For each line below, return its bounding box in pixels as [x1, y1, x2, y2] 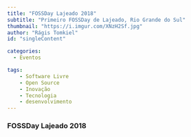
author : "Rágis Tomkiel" [7, 29, 78, 36]
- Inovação [19, 86, 51, 92]
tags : [7, 66, 23, 73]
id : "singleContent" [7, 36, 67, 42]
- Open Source [19, 79, 60, 86]
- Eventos [13, 54, 41, 62]
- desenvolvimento [19, 99, 72, 105]
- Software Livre [19, 73, 69, 79]
